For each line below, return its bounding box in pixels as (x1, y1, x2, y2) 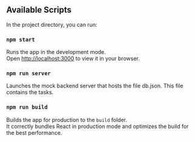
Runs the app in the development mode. (6, 49, 106, 56)
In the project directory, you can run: (6, 21, 97, 28)
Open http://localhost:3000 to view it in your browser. (6, 55, 140, 63)
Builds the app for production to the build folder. (6, 116, 128, 123)
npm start (6, 36, 35, 43)
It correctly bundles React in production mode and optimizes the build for (6, 123, 189, 130)
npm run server (6, 70, 51, 77)
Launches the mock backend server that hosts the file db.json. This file (6, 82, 183, 90)
